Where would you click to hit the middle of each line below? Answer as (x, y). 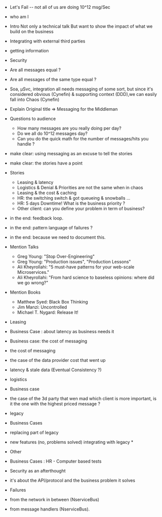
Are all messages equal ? (35, 70)
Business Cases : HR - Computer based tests (56, 461)
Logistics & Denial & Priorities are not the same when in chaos (80, 188)
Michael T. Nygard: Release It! (48, 312)
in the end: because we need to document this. (58, 237)
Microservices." (33, 272)
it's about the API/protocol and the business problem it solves (72, 480)
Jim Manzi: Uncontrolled (42, 307)
